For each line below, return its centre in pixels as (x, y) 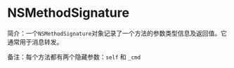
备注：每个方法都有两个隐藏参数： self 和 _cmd (74, 57)
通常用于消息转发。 (35, 42)
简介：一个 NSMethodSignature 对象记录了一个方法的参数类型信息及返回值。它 (117, 33)
